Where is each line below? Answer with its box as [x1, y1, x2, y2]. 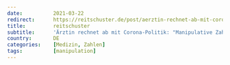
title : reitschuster [7, 22, 90, 29]
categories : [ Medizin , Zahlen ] [7, 41, 106, 48]
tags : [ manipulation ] [7, 48, 97, 55]
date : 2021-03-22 [7, 9, 84, 17]
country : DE [7, 35, 60, 42]
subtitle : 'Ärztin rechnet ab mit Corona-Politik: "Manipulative [7, 28, 213, 36]
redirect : [7, 16, 36, 23]
